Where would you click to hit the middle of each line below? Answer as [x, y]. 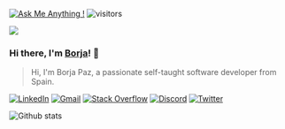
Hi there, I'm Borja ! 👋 [54, 53]
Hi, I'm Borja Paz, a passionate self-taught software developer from [154, 72]
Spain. [42, 82]
